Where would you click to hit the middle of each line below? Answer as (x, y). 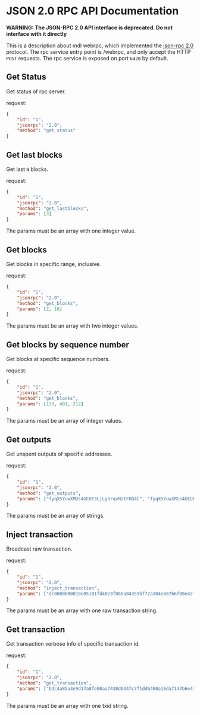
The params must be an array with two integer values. (72, 326)
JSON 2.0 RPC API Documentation (93, 11)
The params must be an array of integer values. (65, 421)
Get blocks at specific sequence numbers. (58, 359)
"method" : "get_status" (46, 131)
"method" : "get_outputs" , (49, 493)
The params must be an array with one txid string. (68, 705)
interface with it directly (37, 33)
